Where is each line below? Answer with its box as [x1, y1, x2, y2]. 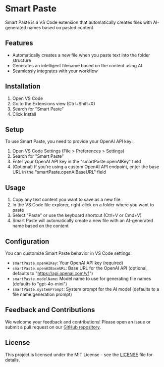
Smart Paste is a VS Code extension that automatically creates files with [5, 19, 152, 25]
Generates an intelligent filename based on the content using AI [12, 62, 143, 68]
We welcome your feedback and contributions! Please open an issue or [5, 319, 151, 324]
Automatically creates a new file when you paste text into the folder [12, 52, 150, 58]
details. [5, 357, 20, 363]
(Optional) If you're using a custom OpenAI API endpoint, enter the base [12, 164, 160, 170]
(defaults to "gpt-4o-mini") [12, 281, 67, 287]
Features [5, 39, 33, 47]
